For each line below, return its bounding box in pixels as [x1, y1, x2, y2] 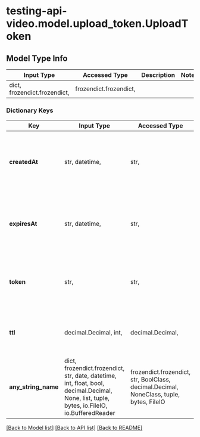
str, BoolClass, [130, 376, 171, 384]
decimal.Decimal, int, [64, 328, 123, 337]
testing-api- [6, 4, 67, 18]
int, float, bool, [64, 379, 104, 388]
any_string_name [9, 383, 59, 391]
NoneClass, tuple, [130, 390, 180, 399]
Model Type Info [6, 53, 68, 63]
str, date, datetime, [64, 371, 117, 380]
